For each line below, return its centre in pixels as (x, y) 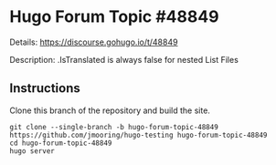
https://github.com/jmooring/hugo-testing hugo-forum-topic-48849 (138, 135)
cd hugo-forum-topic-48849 (61, 143)
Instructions (45, 88)
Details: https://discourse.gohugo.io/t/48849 (94, 42)
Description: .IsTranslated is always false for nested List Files (124, 59)
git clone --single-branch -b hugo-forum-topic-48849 (114, 127)
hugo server (32, 151)
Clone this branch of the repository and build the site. (110, 110)
